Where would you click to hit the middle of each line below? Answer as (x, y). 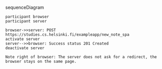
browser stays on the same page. (41, 61)
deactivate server (25, 48)
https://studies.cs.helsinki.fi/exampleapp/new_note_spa (67, 35)
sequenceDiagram (25, 7)
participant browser (27, 17)
